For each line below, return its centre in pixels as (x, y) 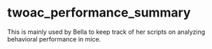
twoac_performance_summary (99, 13)
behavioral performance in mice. (54, 39)
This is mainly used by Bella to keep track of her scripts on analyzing (106, 32)
